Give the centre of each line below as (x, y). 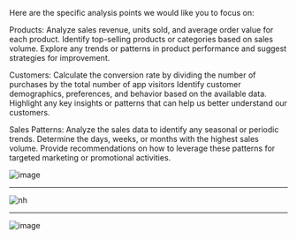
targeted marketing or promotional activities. (90, 157)
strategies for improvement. (60, 58)
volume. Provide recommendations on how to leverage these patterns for (142, 148)
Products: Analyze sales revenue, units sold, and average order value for (141, 30)
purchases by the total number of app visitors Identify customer (125, 84)
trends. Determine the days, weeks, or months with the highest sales (134, 139)
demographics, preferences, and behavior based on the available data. (138, 93)
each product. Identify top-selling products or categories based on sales (141, 39)
